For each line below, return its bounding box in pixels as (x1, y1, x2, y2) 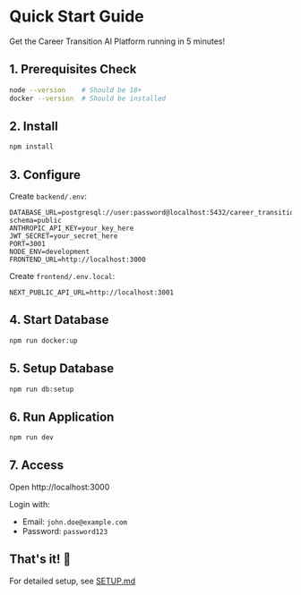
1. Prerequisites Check (9, 62, 137, 77)
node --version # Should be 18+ (9, 85, 142, 95)
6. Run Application (9, 409, 115, 424)
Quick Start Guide (9, 6, 145, 27)
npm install (9, 142, 54, 151)
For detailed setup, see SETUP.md (9, 575, 136, 586)
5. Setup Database (9, 361, 115, 377)
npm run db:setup (9, 385, 74, 394)
